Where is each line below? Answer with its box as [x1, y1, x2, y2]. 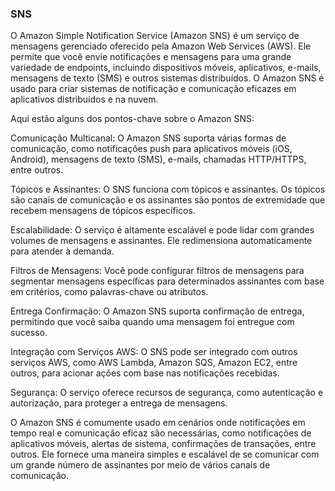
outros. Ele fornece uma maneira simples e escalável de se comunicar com [10, 448, 320, 461]
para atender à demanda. [10, 245, 115, 257]
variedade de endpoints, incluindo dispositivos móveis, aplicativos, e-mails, [10, 62, 322, 74]
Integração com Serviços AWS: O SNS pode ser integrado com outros [10, 346, 298, 358]
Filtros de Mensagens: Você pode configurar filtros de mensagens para [10, 265, 305, 277]
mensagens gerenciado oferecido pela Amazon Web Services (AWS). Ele [10, 40, 312, 52]
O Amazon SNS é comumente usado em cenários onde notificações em [10, 417, 306, 429]
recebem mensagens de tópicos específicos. [10, 205, 196, 217]
